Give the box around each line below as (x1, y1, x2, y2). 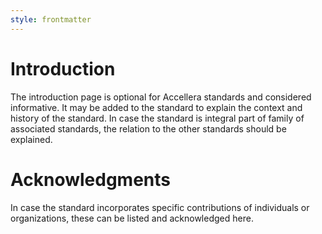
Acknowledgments (10, 168, 172, 191)
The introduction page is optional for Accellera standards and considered (10, 91, 312, 103)
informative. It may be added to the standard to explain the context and (10, 101, 303, 113)
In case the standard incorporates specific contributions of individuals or (10, 201, 310, 213)
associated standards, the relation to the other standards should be (10, 122, 287, 135)
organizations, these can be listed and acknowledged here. (10, 212, 254, 224)
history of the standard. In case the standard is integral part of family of (10, 112, 305, 124)
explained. (10, 133, 53, 145)
